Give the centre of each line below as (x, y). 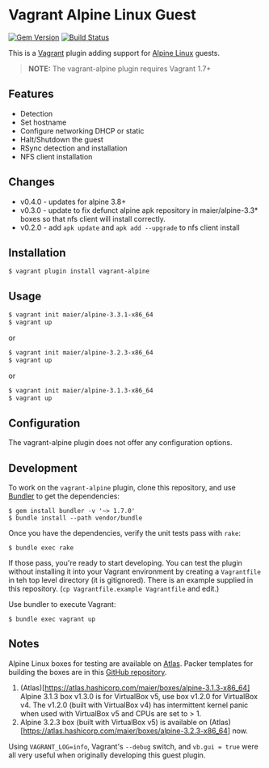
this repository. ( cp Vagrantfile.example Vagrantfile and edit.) (114, 589)
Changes (32, 182)
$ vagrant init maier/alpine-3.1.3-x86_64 (81, 390)
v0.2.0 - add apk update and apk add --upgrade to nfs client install (130, 227)
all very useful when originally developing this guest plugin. (107, 755)
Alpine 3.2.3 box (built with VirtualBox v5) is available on (113, 722)
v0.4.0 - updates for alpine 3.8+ (73, 202)
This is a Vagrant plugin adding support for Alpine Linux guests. (114, 53)
